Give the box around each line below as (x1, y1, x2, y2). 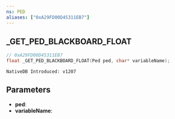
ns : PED (6, 8, 26, 15)
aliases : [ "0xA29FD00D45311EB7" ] (6, 14, 90, 20)
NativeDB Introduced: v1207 (6, 69, 77, 75)
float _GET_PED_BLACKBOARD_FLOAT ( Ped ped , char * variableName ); (6, 58, 170, 64)
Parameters (6, 85, 51, 95)
